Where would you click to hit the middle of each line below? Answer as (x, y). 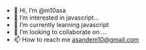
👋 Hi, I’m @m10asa (40, 10)
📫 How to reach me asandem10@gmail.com (76, 40)
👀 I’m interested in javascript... (56, 18)
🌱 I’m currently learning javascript (61, 25)
